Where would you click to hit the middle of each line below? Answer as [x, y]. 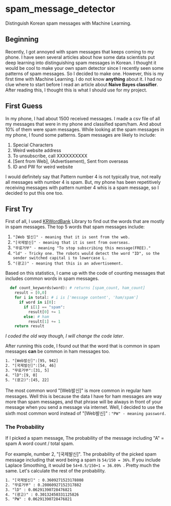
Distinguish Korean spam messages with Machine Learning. [68, 23]
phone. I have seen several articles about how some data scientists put [80, 57]
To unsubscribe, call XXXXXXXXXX [50, 156]
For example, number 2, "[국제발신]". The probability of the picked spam [81, 454]
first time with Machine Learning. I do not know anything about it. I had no [84, 79]
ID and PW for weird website [43, 166]
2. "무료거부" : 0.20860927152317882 [44, 485]
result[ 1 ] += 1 [44, 322]
